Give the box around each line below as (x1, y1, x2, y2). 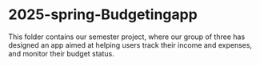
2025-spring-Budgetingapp (8, 6, 198, 24)
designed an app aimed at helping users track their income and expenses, (8, 40, 253, 49)
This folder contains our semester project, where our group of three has (8, 32, 246, 41)
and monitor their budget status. (8, 49, 114, 58)
